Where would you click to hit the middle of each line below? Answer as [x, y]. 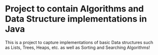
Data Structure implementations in [76, 19]
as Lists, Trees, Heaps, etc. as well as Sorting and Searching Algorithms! [78, 47]
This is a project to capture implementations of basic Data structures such [79, 42]
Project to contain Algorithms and [75, 9]
